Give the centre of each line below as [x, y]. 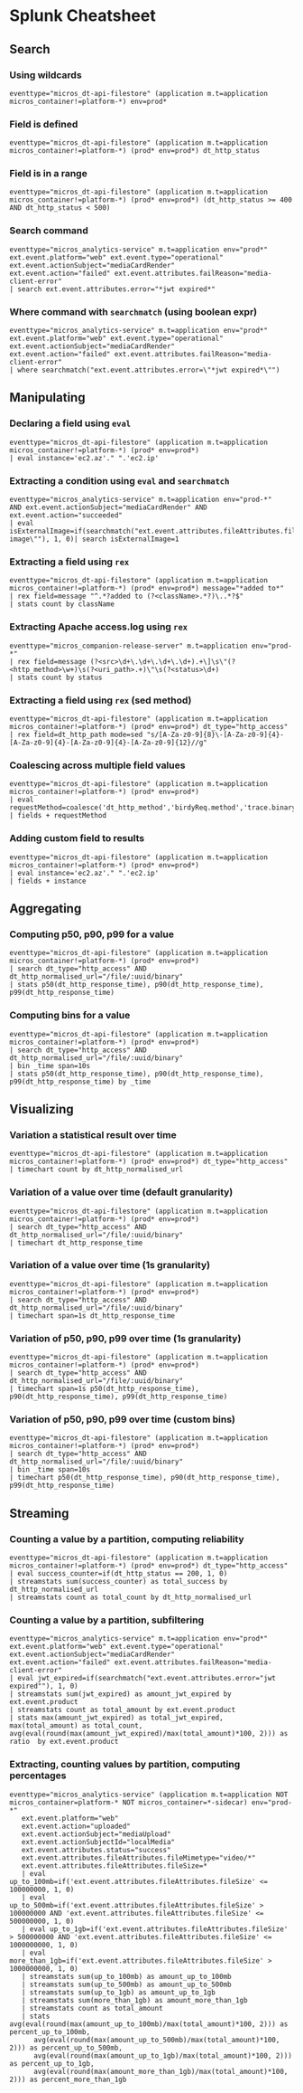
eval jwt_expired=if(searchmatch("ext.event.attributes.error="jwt [147, 1679]
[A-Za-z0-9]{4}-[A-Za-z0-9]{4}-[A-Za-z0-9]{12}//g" [108, 743]
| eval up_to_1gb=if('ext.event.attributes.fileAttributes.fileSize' [155, 1929]
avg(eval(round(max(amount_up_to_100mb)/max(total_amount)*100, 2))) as [149, 2024]
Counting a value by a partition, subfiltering [107, 1620]
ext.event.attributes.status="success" [96, 1850]
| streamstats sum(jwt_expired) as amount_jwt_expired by [120, 1694]
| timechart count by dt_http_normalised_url [96, 1170]
